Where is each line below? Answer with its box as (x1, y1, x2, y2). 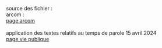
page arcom (6, 17, 35, 24)
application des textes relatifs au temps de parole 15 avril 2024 (6, 29, 157, 36)
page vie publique (6, 36, 50, 42)
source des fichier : (6, 5, 52, 12)
